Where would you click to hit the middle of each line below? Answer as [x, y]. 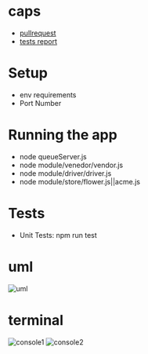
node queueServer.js [53, 156]
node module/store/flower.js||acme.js [80, 181]
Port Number [40, 103]
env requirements [48, 95]
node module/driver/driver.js [65, 173]
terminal [36, 320]
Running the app [63, 135]
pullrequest [38, 33]
